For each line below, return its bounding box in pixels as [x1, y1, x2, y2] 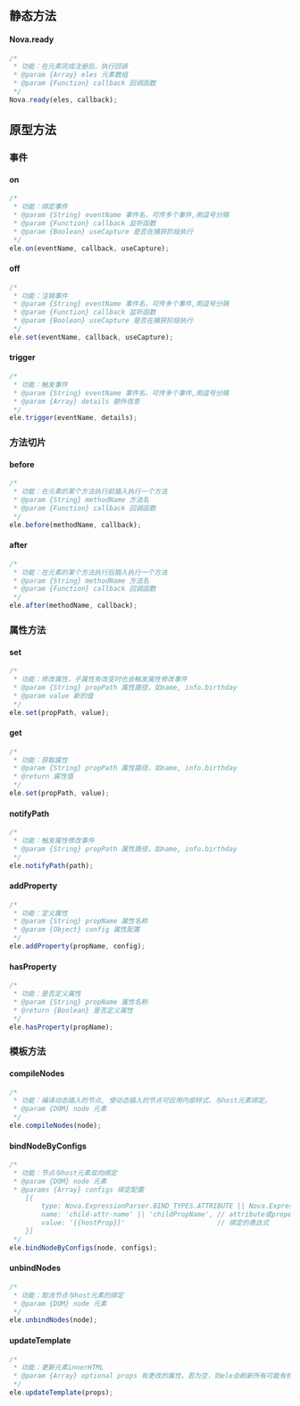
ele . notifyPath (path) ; [9, 861, 94, 870]
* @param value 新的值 [12, 691, 94, 700]
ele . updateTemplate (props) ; [9, 1388, 114, 1397]
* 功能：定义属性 [12, 908, 69, 918]
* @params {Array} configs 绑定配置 [12, 1185, 145, 1194]
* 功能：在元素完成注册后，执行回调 [12, 62, 128, 72]
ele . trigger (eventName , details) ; [9, 414, 138, 423]
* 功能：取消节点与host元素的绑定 [12, 1291, 124, 1300]
